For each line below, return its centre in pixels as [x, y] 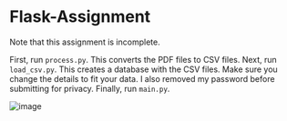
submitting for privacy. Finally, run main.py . [90, 88]
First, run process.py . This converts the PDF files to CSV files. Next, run [143, 59]
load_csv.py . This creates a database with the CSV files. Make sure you [143, 69]
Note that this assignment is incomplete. [85, 42]
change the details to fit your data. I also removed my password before [142, 78]
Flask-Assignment [80, 17]
